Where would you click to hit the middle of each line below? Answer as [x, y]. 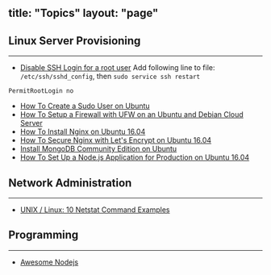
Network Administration [70, 183]
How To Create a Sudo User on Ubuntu [85, 106]
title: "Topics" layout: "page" [83, 13]
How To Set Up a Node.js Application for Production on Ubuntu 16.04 [135, 157]
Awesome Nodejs [49, 262]
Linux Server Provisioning [75, 41]
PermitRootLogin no [41, 91]
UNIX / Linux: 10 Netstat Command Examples [95, 210]
